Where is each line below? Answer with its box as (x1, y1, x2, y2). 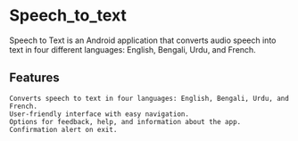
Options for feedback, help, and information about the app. (9, 117, 242, 126)
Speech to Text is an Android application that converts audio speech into (9, 35, 277, 46)
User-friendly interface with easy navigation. (9, 109, 190, 119)
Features (9, 70, 60, 86)
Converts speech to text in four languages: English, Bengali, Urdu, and (9, 94, 290, 103)
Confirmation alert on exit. (9, 125, 118, 134)
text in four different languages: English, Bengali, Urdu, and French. (9, 44, 256, 54)
